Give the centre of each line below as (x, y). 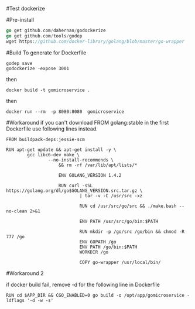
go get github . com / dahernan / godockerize (56, 30)
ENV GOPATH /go (98, 242)
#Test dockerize (25, 8)
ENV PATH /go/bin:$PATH (108, 247)
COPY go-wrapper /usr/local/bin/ (120, 262)
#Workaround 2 (25, 273)
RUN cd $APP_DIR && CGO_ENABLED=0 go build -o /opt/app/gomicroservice (95, 295)
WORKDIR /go (94, 252)
